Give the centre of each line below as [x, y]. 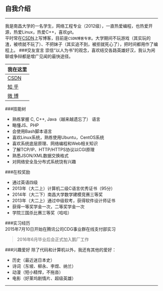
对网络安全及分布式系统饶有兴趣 [44, 161]
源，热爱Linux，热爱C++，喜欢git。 [41, 32]
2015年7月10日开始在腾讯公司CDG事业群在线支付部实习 [60, 229]
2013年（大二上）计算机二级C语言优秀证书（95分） [64, 188]
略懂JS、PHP [25, 125]
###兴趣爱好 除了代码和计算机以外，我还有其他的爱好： [61, 250]
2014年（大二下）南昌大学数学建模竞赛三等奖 [57, 194]
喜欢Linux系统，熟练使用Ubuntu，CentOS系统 [58, 137]
